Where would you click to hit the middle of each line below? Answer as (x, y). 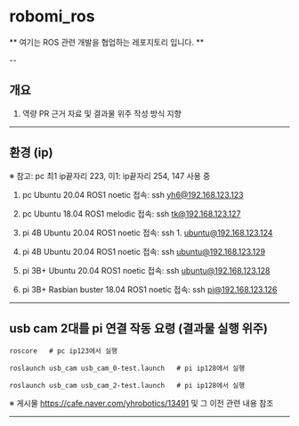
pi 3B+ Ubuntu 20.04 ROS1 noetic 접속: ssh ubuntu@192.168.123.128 (146, 270)
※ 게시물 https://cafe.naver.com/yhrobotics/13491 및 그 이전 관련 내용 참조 (141, 404)
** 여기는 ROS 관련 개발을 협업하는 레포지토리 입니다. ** (107, 42)
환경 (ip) (31, 153)
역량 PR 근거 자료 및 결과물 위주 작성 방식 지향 (102, 113)
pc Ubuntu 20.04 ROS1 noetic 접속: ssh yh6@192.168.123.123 (133, 194)
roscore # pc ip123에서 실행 (64, 351)
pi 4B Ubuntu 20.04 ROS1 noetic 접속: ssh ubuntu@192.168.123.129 (143, 251)
